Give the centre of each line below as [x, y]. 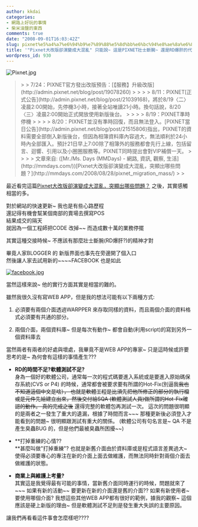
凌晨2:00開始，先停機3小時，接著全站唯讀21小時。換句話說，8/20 [100, 106]
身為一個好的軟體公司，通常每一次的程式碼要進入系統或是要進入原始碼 [100, 376]
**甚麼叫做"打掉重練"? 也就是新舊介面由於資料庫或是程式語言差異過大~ [101, 448]
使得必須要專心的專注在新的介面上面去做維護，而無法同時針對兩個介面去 [102, 456]
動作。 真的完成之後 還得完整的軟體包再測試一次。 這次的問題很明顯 [107, 406]
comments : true [25, 34]
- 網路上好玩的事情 [27, 22]
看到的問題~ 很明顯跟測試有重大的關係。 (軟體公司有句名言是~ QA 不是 [106, 421]
